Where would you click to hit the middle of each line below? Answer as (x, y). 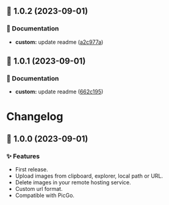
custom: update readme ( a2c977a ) (59, 42)
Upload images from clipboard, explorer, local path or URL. (89, 176)
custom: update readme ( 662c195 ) (59, 92)
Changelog (35, 116)
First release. (31, 170)
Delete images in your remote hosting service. (73, 182)
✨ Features (23, 156)
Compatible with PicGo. (45, 195)
